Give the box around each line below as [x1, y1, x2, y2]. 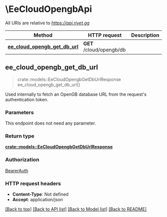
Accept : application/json [12, 196, 63, 202]
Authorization [5, 156, 40, 163]
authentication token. [5, 96, 49, 102]
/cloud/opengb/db [83, 46, 126, 53]
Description [131, 31, 160, 38]
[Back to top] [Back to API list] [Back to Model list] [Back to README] [5, 206, 147, 212]
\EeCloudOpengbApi [5, 3, 92, 15]
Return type [5, 133, 35, 140]
